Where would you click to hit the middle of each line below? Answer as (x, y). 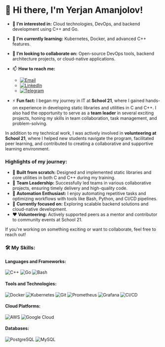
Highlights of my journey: (36, 161)
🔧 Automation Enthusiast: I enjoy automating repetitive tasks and (79, 194)
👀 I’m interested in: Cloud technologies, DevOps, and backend (76, 24)
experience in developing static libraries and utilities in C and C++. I (88, 107)
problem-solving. (30, 123)
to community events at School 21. (47, 220)
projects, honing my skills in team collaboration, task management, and (84, 118)
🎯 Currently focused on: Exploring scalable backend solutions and (80, 204)
